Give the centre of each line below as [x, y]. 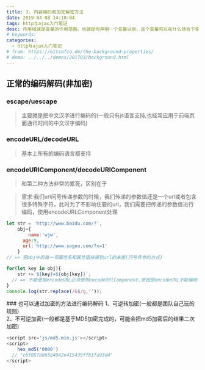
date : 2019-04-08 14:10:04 [41, 18]
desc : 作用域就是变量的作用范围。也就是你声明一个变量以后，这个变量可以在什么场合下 [101, 29]
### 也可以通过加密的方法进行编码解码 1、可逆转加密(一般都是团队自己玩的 [101, 303]
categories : [21, 40]
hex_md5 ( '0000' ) [38, 350]
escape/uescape [32, 101]
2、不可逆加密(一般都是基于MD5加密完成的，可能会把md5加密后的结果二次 [101, 319]
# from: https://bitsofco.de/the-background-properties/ [80, 52]
